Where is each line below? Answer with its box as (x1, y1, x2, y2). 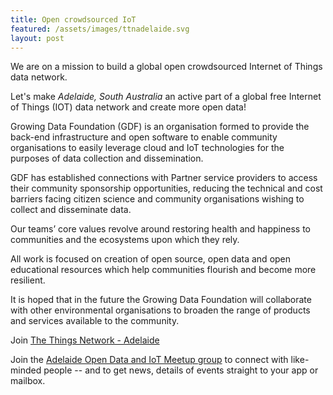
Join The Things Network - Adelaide (10, 334, 160, 346)
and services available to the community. (10, 315, 180, 327)
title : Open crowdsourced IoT (10, 14, 137, 25)
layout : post (10, 33, 65, 43)
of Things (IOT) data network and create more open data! (10, 101, 247, 113)
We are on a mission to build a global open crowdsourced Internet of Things (10, 61, 323, 73)
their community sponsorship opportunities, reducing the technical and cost (10, 182, 323, 195)
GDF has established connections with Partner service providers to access (10, 172, 318, 184)
